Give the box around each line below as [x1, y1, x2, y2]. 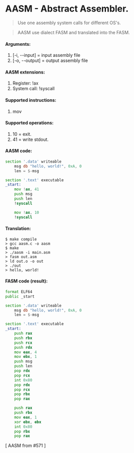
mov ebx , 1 [14, 354, 37, 359]
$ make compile [5, 237, 37, 242]
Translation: [5, 225, 31, 232]
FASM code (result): [5, 278, 48, 284]
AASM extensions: [5, 69, 45, 75]
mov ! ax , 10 [14, 210, 39, 215]
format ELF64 [5, 289, 33, 294]
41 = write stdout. [12, 136, 49, 142]
